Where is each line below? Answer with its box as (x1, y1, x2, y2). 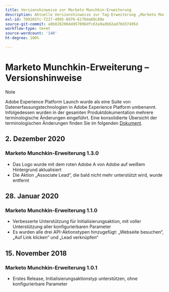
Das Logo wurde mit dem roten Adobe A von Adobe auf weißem (12, 161, 145, 167)
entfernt (12, 177, 29, 183)
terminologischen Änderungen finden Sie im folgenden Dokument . (5, 120, 142, 126)
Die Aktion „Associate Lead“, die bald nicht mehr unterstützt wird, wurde (12, 172, 162, 178)
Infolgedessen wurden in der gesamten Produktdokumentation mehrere (5, 109, 153, 115)
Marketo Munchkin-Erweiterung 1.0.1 (5, 264, 98, 271)
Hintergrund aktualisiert (12, 167, 62, 173)
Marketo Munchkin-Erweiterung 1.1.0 (5, 207, 98, 214)
